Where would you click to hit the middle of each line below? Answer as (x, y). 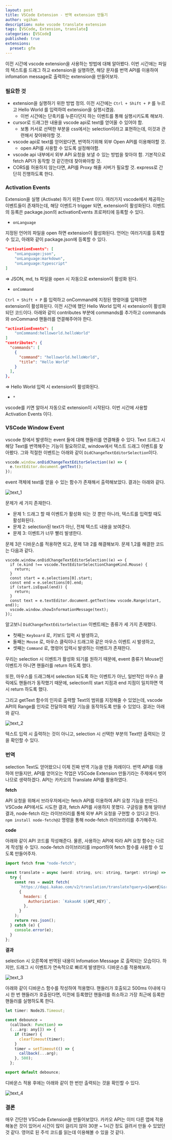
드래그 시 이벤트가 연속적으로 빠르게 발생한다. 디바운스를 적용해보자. (84, 967)
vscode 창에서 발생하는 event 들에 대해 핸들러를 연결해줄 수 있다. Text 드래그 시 (85, 439)
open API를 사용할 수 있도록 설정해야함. (60, 148)
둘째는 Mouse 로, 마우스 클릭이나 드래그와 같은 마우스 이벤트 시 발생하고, (84, 642)
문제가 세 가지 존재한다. (29, 503)
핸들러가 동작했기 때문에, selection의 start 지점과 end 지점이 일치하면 (88, 683)
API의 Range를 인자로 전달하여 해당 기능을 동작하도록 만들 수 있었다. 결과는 (80, 706)
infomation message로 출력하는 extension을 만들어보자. (62, 76)
